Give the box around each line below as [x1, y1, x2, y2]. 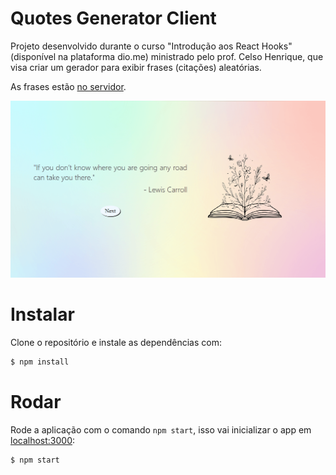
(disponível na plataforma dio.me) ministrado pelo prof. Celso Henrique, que [10, 50, 324, 62]
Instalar [10, 303, 75, 326]
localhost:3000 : [10, 434, 76, 446]
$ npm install [10, 357, 70, 367]
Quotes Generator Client [10, 7, 217, 30]
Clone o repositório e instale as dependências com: [10, 336, 222, 348]
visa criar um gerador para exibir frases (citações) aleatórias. [10, 61, 262, 73]
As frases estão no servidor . [10, 80, 127, 92]
